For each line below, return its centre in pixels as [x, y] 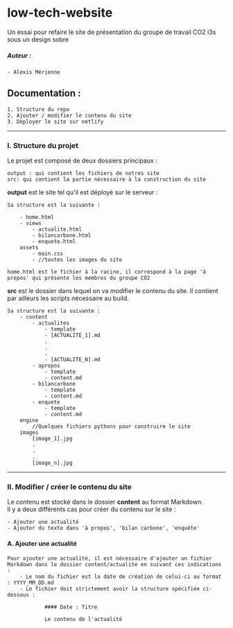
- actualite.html [57, 230]
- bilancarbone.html [62, 235]
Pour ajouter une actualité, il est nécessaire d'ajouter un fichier [110, 558]
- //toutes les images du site [77, 260]
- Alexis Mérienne [34, 72]
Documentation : [44, 93]
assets [29, 248]
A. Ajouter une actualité [42, 543]
